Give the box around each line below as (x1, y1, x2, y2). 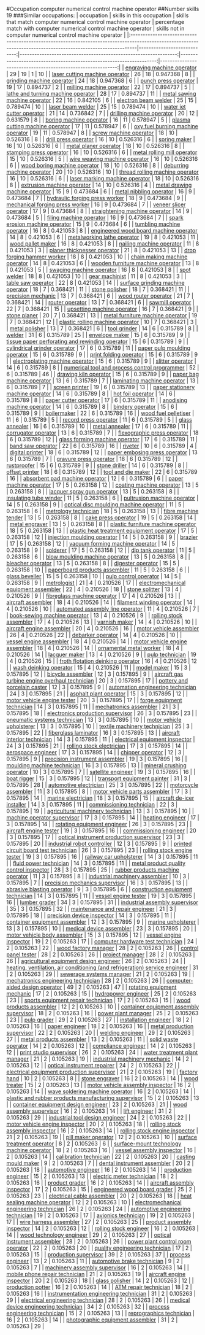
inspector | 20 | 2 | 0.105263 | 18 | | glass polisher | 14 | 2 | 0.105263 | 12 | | (6, 1277, 194, 1284)
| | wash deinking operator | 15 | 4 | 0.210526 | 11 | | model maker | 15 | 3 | (6, 664, 191, 671)
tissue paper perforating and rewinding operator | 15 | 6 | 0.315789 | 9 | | (6, 338, 188, 345)
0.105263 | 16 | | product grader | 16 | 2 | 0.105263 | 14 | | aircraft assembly (6, 1179, 194, 1186)
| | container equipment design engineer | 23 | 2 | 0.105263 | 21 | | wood (6, 1101, 187, 1108)
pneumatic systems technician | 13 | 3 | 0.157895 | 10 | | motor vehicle (6, 716, 182, 723)
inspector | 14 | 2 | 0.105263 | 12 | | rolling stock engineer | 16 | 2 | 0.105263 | (6, 1225, 199, 1232)
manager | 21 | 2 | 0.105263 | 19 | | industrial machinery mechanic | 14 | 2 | (6, 1055, 193, 1062)
